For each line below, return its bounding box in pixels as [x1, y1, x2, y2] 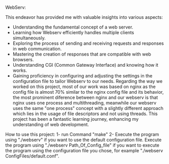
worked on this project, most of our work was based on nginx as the [12, 84, 156, 90]
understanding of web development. [12, 122, 89, 127]
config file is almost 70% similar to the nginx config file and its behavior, [12, 89, 164, 95]
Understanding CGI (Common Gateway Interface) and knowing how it [12, 62, 159, 68]
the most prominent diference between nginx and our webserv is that [12, 94, 158, 100]
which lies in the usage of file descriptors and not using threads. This [12, 111, 158, 117]
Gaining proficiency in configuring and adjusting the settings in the [12, 73, 153, 78]
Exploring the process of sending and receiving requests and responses [12, 40, 164, 46]
